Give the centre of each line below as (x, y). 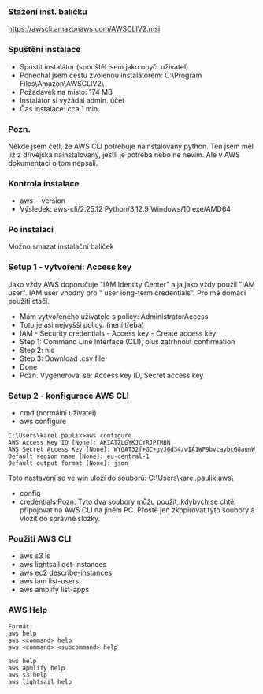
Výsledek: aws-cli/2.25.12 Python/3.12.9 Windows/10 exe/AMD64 (125, 209)
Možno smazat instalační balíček (61, 246)
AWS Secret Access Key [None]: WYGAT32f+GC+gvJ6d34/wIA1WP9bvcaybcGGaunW (132, 450)
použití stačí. (29, 301)
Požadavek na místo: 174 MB (66, 92)
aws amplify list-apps (54, 590)
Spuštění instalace (44, 50)
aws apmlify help (37, 668)
